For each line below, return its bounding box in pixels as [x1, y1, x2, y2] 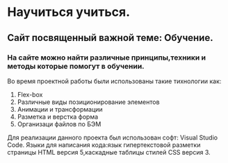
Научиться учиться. [7, 4, 131, 20]
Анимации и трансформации [17, 105, 103, 113]
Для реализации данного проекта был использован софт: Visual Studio [7, 133, 218, 141]
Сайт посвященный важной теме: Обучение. [7, 32, 213, 44]
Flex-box [17, 90, 43, 98]
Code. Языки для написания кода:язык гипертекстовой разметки [7, 140, 201, 149]
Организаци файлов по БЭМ [17, 119, 101, 128]
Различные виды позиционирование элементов [17, 98, 160, 106]
